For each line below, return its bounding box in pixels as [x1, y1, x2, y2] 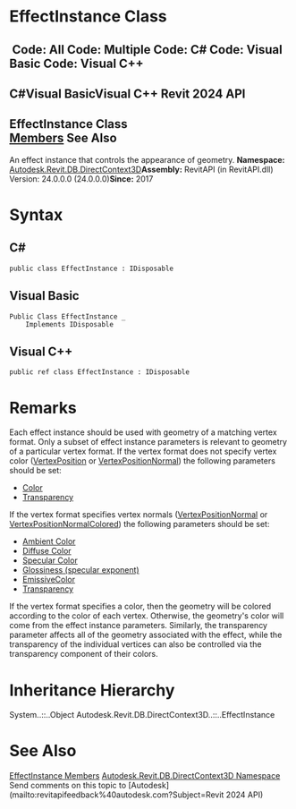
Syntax [9, 204, 63, 225]
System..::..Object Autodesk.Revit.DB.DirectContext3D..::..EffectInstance [9, 710, 275, 720]
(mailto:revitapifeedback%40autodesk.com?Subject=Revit [9, 789, 224, 800]
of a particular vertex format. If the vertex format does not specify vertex [9, 446, 277, 457]
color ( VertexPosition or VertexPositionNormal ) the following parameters [9, 456, 275, 466]
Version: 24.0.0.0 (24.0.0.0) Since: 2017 [9, 173, 154, 184]
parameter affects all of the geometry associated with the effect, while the [9, 629, 283, 641]
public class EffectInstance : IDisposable [9, 264, 174, 273]
